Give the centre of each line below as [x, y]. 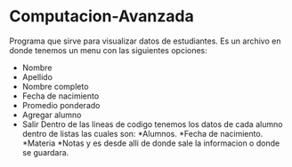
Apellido [37, 76]
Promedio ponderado [61, 105]
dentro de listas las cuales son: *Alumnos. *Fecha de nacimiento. [142, 133]
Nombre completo [55, 86]
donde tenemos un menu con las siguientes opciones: [108, 50]
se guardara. [45, 152]
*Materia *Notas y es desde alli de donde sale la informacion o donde [151, 143]
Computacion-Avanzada [101, 16]
